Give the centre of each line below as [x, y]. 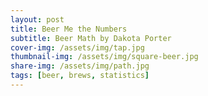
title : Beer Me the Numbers [69, 29]
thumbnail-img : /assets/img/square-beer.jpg [104, 57]
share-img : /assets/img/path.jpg [80, 66]
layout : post [37, 19]
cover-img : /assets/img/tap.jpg [77, 47]
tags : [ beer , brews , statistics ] [80, 76]
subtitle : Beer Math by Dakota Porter [91, 38]
